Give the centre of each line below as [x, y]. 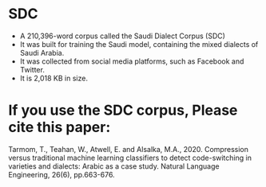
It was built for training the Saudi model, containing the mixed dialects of [139, 44]
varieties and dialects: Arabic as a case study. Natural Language [114, 166]
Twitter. [32, 69]
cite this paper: [60, 127]
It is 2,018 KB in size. [54, 78]
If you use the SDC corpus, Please [123, 110]
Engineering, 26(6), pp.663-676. [62, 174]
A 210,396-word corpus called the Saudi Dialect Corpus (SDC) [123, 36]
